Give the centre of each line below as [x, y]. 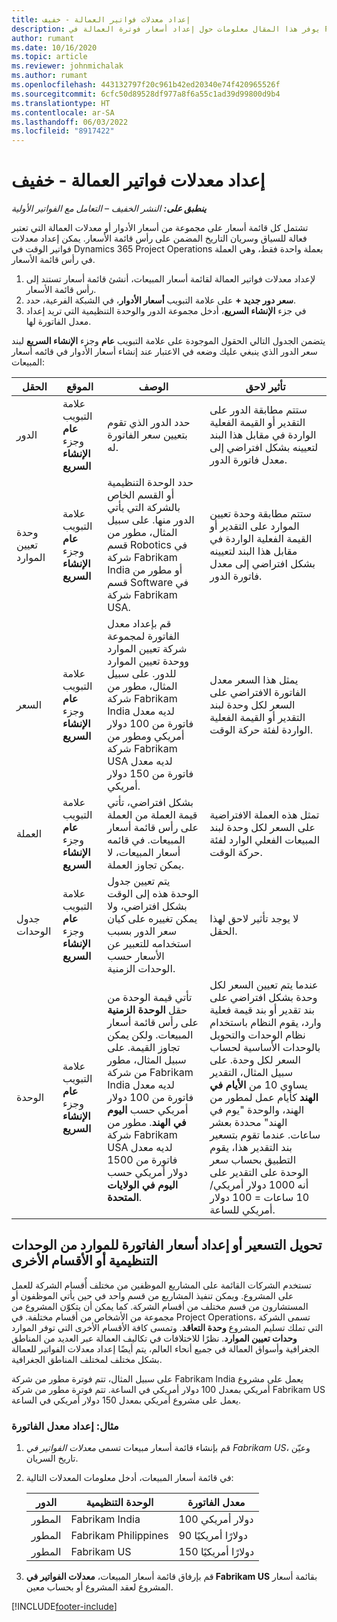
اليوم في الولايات [143, 1185]
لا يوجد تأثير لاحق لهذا [254, 919]
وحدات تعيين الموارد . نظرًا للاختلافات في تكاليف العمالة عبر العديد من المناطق [154, 1338]
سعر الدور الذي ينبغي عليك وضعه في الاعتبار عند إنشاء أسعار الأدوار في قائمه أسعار [164, 352]
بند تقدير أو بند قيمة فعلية [262, 1010]
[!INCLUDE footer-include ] [64, 1607]
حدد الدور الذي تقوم [149, 423]
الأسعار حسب [136, 956]
